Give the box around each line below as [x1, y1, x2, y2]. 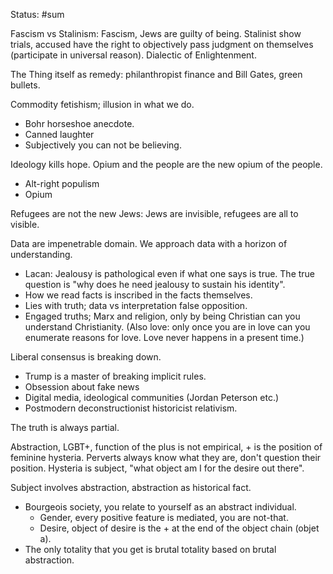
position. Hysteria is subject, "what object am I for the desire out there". [10, 462, 305, 474]
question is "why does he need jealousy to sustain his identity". [24, 279, 286, 290]
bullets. [10, 79, 41, 91]
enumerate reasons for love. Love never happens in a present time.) [24, 332, 305, 343]
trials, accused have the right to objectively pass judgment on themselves [10, 39, 314, 50]
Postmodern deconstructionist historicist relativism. [24, 402, 238, 414]
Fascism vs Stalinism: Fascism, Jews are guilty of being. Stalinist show [10, 28, 302, 39]
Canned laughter [24, 129, 95, 140]
